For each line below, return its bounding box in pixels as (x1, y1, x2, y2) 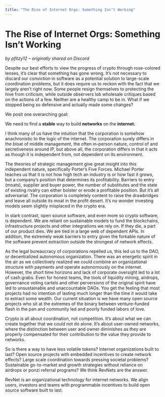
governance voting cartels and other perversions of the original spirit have (5, 279, 156, 285)
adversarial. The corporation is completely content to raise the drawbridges (5, 192, 159, 198)
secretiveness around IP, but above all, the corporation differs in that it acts (5, 146, 158, 152)
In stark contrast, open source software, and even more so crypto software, (5, 212, 159, 218)
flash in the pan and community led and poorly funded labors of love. (5, 306, 145, 312)
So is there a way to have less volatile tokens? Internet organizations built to (5, 346, 159, 352)
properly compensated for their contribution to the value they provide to (5, 331, 151, 337)
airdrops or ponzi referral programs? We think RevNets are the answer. (5, 367, 149, 373)
